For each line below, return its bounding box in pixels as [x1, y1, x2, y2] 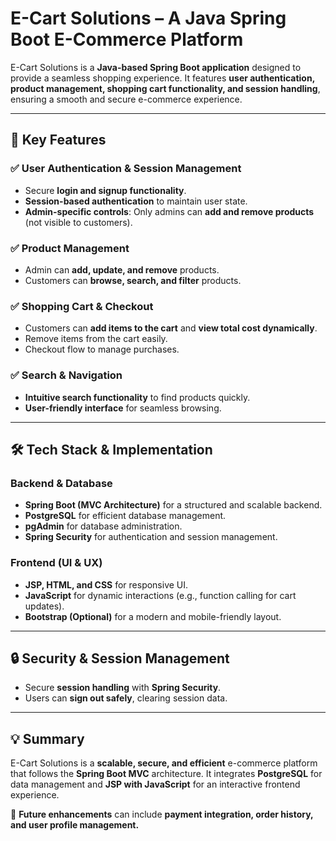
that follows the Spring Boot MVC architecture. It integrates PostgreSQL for [10, 768, 323, 780]
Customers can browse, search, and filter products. [24, 274, 242, 286]
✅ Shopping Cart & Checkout [10, 299, 154, 313]
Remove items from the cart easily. [24, 333, 168, 345]
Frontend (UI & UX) [10, 556, 103, 570]
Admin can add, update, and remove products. [24, 263, 220, 276]
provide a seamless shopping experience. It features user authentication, [10, 72, 315, 84]
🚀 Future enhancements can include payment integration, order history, [10, 808, 314, 821]
